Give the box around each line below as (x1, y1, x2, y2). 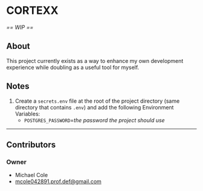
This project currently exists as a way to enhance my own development (6, 57, 184, 64)
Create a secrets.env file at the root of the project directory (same (14, 97, 180, 105)
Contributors (6, 140, 56, 150)
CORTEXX (6, 4, 59, 18)
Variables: (14, 110, 40, 117)
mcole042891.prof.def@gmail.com (14, 178, 101, 185)
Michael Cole (14, 172, 48, 179)
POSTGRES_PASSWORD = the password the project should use (24, 116, 165, 124)
